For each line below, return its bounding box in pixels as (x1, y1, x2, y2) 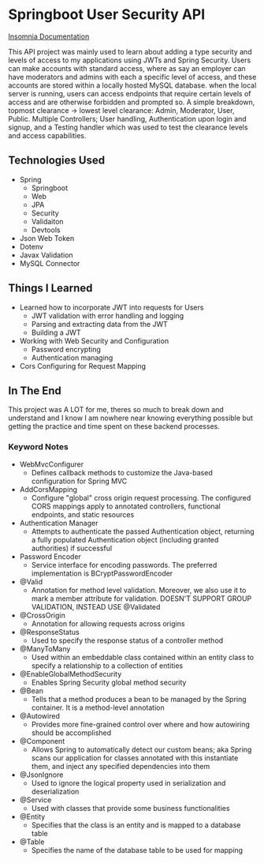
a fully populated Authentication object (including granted (31, 535, 219, 544)
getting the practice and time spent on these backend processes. (8, 422, 221, 431)
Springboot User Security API (8, 6, 206, 24)
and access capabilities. (8, 130, 87, 140)
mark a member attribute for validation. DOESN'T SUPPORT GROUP (31, 594, 252, 603)
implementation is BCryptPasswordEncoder (31, 568, 173, 578)
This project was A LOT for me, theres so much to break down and (8, 405, 225, 415)
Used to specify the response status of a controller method (31, 636, 224, 645)
